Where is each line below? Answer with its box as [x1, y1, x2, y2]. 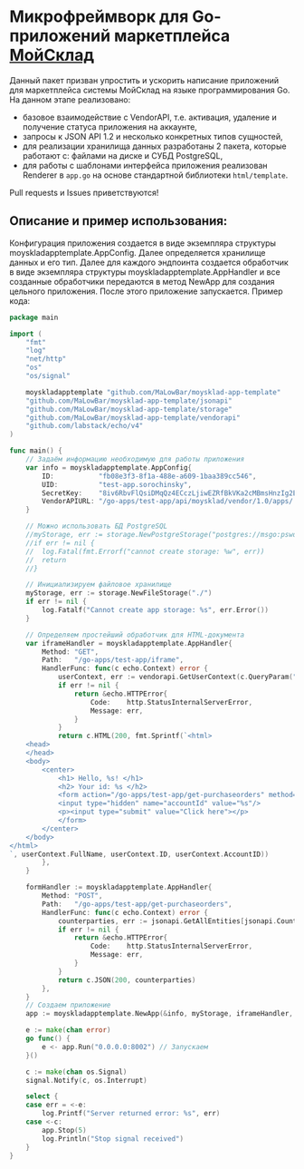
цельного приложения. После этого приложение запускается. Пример [9, 286, 283, 297]
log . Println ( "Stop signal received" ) [42, 1134, 184, 1144]
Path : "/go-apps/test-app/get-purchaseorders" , [42, 900, 233, 909]
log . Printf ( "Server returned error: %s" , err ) [42, 1109, 221, 1118]
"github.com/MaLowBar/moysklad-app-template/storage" [25, 404, 233, 414]
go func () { [25, 1034, 71, 1043]
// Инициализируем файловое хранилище [25, 580, 172, 589]
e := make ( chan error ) [25, 1026, 111, 1035]
